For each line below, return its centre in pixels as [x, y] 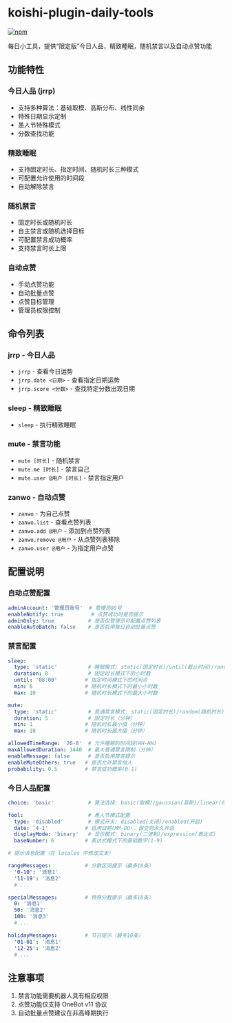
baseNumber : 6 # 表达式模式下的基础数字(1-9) [88, 841]
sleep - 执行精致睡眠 [47, 425]
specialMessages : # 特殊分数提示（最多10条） [81, 898]
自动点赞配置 [29, 593]
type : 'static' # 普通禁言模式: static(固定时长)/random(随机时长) [119, 711]
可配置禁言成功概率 [45, 240]
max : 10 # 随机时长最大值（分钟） [81, 731]
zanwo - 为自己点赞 [44, 514]
